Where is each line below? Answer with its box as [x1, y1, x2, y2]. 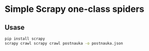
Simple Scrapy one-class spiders [4, 3, 145, 15]
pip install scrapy [4, 36, 45, 41]
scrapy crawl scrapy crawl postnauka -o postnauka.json [4, 41, 123, 46]
